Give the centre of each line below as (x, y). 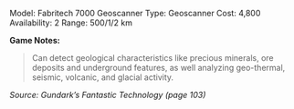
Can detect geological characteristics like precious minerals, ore (152, 58)
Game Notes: (35, 40)
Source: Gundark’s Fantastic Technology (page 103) (108, 95)
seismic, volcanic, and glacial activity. (103, 77)
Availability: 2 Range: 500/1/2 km (71, 23)
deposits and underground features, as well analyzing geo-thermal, (158, 68)
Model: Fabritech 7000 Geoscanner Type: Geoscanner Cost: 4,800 (135, 13)
